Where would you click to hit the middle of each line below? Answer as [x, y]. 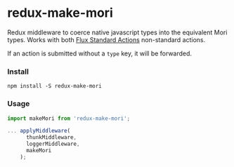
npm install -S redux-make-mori [54, 86]
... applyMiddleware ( [39, 131]
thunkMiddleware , [51, 138]
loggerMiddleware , [53, 144]
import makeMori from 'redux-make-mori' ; [69, 118]
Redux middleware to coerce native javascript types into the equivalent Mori [117, 32]
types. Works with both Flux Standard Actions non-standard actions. [106, 39]
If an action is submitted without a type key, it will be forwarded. [99, 53]
